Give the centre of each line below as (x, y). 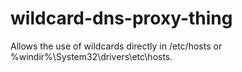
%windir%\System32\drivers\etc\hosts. (91, 56)
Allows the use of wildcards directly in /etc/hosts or (116, 46)
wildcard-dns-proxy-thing (121, 18)
